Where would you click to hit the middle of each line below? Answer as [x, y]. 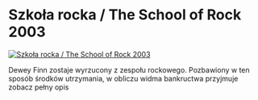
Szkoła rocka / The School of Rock [125, 15]
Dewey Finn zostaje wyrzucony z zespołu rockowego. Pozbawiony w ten [129, 69]
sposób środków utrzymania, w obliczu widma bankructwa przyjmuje [123, 78]
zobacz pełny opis [39, 87]
